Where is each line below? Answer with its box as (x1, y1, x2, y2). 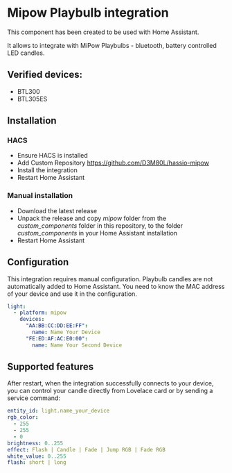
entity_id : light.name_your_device (7, 408, 110, 415)
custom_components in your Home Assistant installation (17, 229, 178, 237)
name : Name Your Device (32, 329, 100, 336)
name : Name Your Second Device (32, 342, 123, 349)
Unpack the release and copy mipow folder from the (17, 214, 167, 222)
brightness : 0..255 (7, 440, 64, 447)
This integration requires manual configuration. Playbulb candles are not (7, 274, 213, 283)
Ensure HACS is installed (17, 151, 88, 160)
